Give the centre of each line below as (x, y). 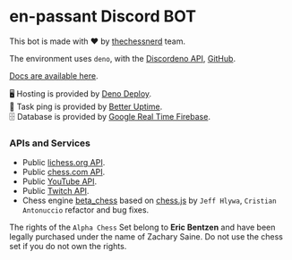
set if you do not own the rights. (68, 247)
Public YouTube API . (60, 181)
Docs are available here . (54, 75)
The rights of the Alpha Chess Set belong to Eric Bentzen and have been (142, 227)
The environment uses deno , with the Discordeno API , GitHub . (122, 58)
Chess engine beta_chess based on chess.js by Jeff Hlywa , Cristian (149, 201)
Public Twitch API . (56, 191)
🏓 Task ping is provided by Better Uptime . (86, 106)
